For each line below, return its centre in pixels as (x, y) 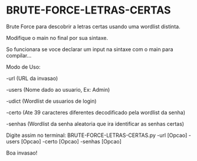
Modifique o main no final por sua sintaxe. (57, 38)
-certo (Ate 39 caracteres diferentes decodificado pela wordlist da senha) (96, 112)
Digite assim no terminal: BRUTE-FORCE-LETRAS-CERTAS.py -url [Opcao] (97, 135)
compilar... (19, 55)
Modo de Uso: (23, 67)
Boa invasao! (22, 153)
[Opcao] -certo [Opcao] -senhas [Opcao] (71, 141)
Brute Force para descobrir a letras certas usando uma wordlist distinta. (93, 26)
